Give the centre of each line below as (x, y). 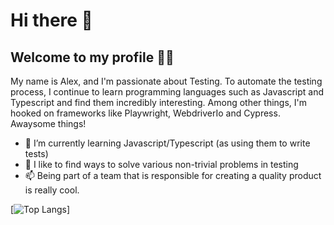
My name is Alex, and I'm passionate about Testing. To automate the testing (166, 81)
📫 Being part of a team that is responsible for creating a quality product (173, 175)
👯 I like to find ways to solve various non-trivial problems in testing (161, 164)
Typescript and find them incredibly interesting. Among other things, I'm (158, 102)
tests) (36, 153)
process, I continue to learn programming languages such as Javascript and (167, 92)
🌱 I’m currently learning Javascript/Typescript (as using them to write (167, 143)
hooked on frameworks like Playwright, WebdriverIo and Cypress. (145, 113)
